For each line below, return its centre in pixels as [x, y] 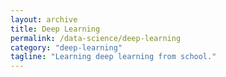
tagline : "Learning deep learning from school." [113, 57]
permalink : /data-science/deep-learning [96, 38]
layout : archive [44, 19]
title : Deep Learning [55, 29]
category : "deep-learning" [66, 47]
